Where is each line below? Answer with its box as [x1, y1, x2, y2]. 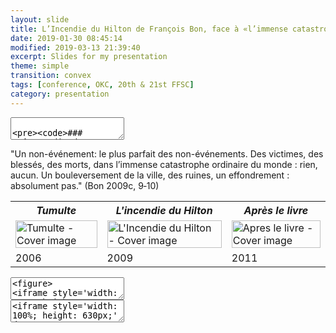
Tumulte [36, 203, 77, 217]
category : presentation [10, 89, 110, 99]
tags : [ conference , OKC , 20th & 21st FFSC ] [10, 80, 195, 90]
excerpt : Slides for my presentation [10, 52, 168, 62]
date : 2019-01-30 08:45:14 [10, 33, 123, 43]
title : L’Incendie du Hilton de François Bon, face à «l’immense [10, 24, 288, 34]
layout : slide [10, 14, 70, 25]
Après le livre [243, 203, 309, 217]
